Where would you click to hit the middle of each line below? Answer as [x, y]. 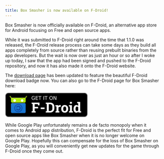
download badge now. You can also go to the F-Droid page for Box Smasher [82, 80]
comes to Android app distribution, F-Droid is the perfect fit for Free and [78, 130]
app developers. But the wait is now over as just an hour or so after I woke [80, 55]
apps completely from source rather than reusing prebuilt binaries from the [81, 50]
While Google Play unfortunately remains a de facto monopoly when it [76, 125]
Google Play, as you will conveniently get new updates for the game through [82, 146]
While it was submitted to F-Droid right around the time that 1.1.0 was [75, 40]
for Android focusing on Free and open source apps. [58, 30]
